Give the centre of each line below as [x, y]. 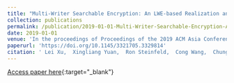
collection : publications [45, 20]
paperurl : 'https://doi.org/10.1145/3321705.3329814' [87, 46]
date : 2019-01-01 [32, 33]
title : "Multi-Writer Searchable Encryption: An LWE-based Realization [113, 13]
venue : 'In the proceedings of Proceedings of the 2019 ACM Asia [104, 39]
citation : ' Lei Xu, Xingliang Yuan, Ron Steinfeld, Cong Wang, [107, 53]
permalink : [23, 26]
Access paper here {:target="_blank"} [61, 72]
